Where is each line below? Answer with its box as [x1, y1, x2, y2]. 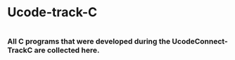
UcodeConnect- [172, 37, 229, 47]
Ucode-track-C [7, 4, 98, 20]
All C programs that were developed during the [7, 37, 171, 47]
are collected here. [34, 45, 100, 55]
